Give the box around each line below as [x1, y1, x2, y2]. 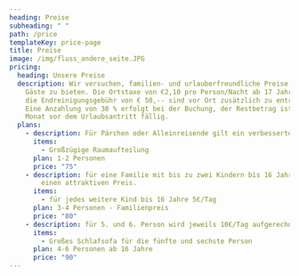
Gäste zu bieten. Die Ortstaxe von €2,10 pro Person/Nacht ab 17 [25, 87, 273, 96]
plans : [17, 121, 42, 130]
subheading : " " [9, 21, 69, 30]
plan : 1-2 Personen [32, 153, 105, 163]
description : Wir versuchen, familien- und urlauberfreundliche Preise [17, 79, 289, 88]
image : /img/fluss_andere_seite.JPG [9, 54, 145, 63]
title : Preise [9, 46, 62, 55]
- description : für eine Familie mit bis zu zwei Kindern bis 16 [25, 170, 273, 179]
